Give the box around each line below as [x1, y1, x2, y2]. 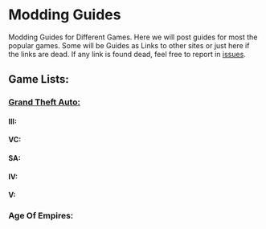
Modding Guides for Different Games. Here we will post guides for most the [8, 32, 258, 42]
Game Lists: [8, 72, 70, 86]
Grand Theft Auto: [8, 96, 80, 108]
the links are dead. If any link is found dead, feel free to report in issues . [8, 49, 247, 59]
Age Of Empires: [8, 211, 74, 222]
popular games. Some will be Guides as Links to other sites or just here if [8, 40, 250, 50]
